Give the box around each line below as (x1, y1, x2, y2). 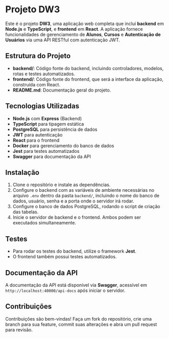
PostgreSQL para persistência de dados (12, 126, 98, 132)
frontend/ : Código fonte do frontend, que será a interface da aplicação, (12, 76, 164, 82)
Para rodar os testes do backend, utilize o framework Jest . (12, 248, 136, 254)
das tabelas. (12, 209, 39, 215)
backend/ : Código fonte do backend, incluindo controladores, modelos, (12, 65, 164, 71)
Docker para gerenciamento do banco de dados (12, 142, 114, 149)
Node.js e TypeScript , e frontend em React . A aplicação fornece (5, 26, 143, 32)
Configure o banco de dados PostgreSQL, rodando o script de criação (12, 204, 160, 210)
